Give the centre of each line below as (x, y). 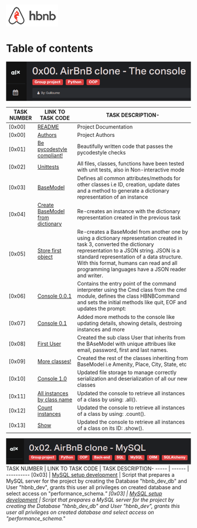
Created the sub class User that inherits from (131, 337)
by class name (55, 399)
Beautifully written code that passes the (125, 146)
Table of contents (50, 48)
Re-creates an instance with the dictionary (129, 211)
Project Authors (96, 134)
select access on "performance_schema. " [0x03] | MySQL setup (84, 493)
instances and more (101, 329)
